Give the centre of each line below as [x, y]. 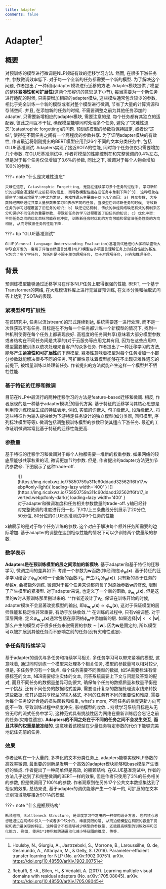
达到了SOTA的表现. [33, 296]
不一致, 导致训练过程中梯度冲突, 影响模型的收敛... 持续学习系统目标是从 [81, 707]
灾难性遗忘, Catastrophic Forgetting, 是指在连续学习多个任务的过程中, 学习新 [80, 187]
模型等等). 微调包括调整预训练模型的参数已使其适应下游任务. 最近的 [86, 422]
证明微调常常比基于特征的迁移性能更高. [49, 428]
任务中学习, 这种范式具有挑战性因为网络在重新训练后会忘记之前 [95, 713]
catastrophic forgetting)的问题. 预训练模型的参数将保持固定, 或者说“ [82, 129]
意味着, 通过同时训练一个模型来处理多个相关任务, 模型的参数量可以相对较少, [82, 664]
